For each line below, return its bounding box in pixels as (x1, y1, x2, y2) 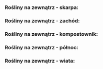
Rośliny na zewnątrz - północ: (4, 44, 78, 51)
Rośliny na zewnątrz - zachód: (4, 17, 80, 24)
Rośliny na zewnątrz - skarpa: (4, 4, 78, 11)
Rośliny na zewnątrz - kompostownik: (4, 30, 98, 37)
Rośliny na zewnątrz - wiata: (4, 57, 75, 64)
